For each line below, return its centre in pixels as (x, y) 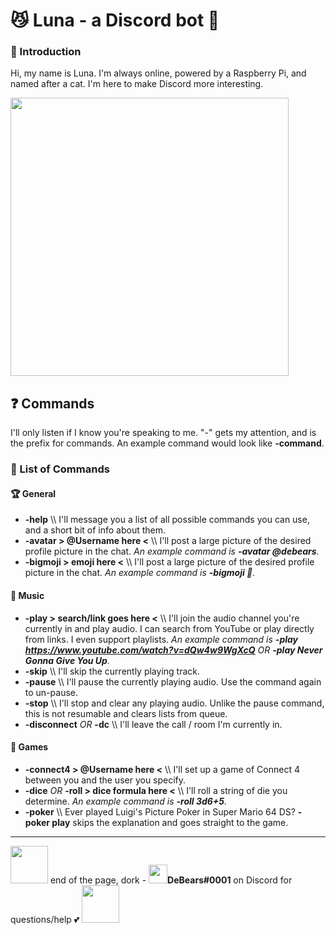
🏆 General (33, 493)
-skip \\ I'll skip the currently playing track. (112, 671)
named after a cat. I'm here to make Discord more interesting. (137, 84)
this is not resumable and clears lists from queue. (126, 713)
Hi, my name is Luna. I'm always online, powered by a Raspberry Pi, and (158, 73)
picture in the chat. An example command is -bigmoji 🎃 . (140, 573)
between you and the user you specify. (105, 780)
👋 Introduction (46, 52)
